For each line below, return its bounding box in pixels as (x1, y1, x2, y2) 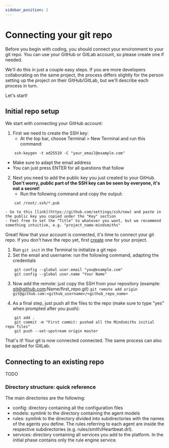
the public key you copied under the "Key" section (5, 214, 116, 219)
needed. (5, 57, 23, 63)
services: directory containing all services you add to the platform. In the (12, 432, 164, 438)
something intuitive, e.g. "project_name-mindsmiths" (5, 223, 121, 228)
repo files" (5, 324, 30, 329)
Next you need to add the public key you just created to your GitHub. (12, 175, 155, 181)
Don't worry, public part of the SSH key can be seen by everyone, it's (12, 180, 160, 186)
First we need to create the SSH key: (12, 130, 89, 137)
